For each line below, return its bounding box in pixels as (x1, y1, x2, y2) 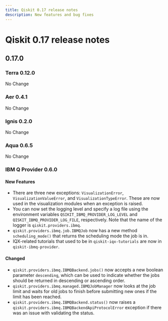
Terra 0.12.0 (5, 69, 35, 76)
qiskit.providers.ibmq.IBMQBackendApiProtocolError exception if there (12, 304, 162, 310)
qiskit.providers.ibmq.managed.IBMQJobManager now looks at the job (12, 282, 156, 289)
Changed (5, 255, 25, 261)
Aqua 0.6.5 (5, 141, 33, 149)
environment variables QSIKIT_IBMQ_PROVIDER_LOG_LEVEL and (12, 211, 138, 218)
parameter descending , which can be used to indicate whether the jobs (12, 272, 160, 278)
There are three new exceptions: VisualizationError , (12, 190, 124, 196)
